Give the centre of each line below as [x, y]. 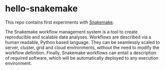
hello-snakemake [41, 9]
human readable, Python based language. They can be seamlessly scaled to [82, 42]
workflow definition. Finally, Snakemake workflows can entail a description [81, 53]
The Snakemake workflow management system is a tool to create [71, 32]
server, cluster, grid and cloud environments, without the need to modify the [82, 47]
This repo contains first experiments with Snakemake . [60, 22]
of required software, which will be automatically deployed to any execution [82, 58]
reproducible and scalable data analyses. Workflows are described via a [78, 37]
